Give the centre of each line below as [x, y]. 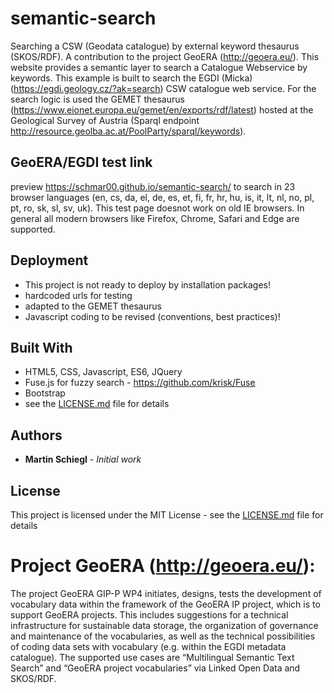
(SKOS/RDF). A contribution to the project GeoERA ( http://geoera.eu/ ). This [165, 56]
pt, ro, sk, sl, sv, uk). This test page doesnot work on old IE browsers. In [157, 208]
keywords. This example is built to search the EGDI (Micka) [131, 78]
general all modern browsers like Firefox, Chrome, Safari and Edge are [155, 218]
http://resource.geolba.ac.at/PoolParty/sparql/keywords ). [128, 131]
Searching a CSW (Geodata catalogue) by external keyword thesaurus [155, 46]
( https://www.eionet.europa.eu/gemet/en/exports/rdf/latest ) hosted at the [162, 109]
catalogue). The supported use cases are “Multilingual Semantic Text [152, 657]
